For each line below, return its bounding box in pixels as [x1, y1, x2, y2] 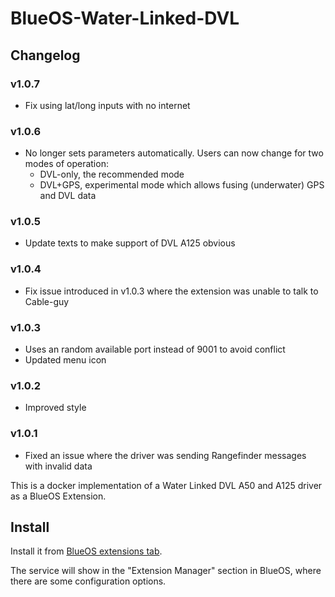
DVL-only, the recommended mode [39, 168, 185, 181]
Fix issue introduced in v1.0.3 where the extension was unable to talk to [24, 285, 319, 297]
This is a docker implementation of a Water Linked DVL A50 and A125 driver [10, 479, 323, 491]
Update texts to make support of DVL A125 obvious [24, 237, 236, 249]
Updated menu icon [24, 354, 107, 366]
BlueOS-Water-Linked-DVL [10, 7, 240, 30]
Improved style [24, 402, 87, 414]
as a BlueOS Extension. [10, 490, 107, 502]
